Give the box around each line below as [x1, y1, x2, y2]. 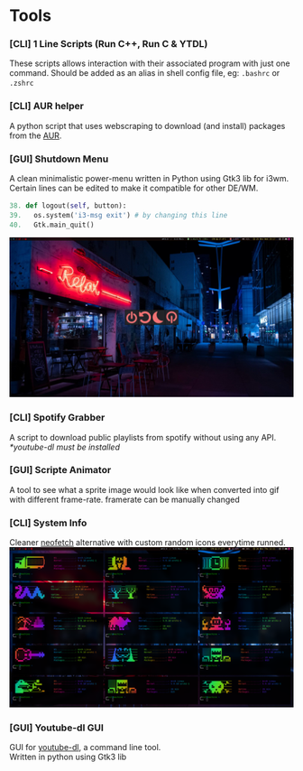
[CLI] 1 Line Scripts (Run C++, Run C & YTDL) [9, 38, 208, 51]
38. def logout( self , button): [9, 201, 127, 210]
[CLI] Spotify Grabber [9, 412, 106, 424]
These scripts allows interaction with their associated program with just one [9, 58, 290, 69]
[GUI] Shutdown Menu [9, 153, 109, 165]
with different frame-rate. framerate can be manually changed [9, 494, 241, 505]
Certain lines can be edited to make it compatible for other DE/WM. [9, 182, 259, 194]
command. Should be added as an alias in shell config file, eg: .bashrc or [9, 68, 280, 79]
